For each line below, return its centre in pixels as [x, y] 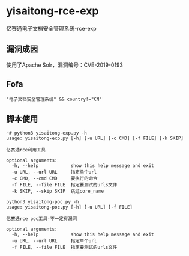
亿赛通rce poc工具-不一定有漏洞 [42, 219]
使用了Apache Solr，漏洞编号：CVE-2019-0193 [64, 65]
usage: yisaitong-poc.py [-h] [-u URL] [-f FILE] [70, 207]
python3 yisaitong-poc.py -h [43, 202]
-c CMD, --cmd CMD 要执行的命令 [55, 178]
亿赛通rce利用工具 [26, 150]
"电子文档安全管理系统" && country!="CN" [54, 99]
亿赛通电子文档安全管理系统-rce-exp [52, 28]
